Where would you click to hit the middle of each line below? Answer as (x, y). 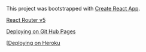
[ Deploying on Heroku (34, 43)
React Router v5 (26, 20)
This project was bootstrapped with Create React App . (73, 9)
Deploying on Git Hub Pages (41, 31)
